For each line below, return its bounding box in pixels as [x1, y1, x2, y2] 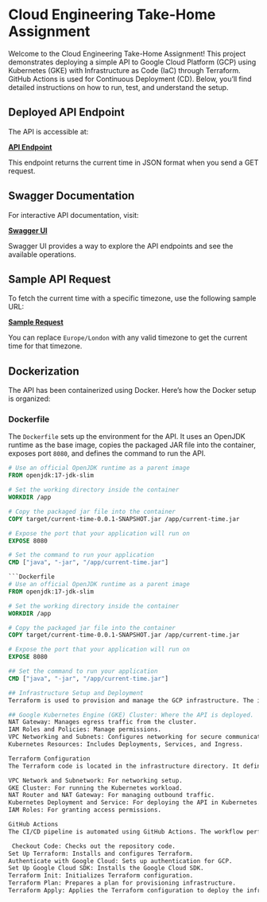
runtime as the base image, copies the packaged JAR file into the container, [8, 440, 256, 450]
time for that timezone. [8, 341, 83, 351]
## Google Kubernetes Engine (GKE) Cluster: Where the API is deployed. [8, 710, 254, 719]
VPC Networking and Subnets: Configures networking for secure [8, 733, 222, 741]
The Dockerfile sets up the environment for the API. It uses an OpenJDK [8, 432, 246, 441]
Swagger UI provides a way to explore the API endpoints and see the [8, 241, 234, 251]
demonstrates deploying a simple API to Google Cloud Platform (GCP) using [8, 57, 257, 67]
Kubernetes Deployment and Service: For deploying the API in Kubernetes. [8, 799, 261, 807]
